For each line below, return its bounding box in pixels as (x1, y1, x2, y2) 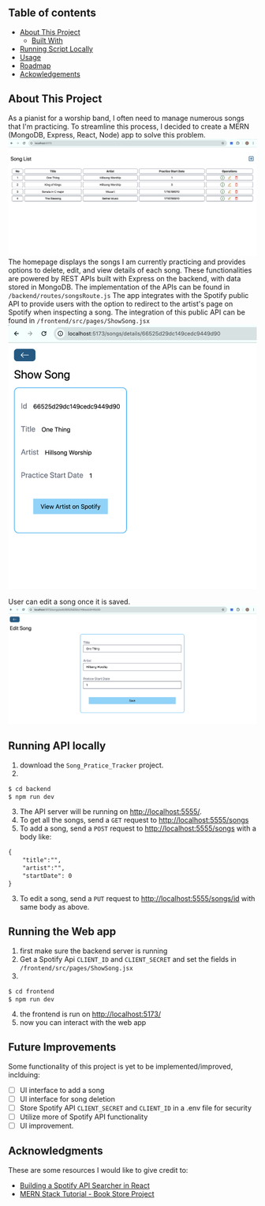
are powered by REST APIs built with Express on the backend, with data (8, 274, 241, 284)
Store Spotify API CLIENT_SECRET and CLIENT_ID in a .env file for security (19, 1102, 252, 1113)
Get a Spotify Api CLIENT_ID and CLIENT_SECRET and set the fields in (19, 954, 237, 963)
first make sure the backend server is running (19, 946, 168, 955)
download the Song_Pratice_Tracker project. (19, 760, 164, 770)
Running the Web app (8, 925, 117, 939)
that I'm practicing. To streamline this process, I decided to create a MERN (8, 122, 250, 131)
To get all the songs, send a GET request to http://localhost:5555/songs (19, 815, 249, 824)
